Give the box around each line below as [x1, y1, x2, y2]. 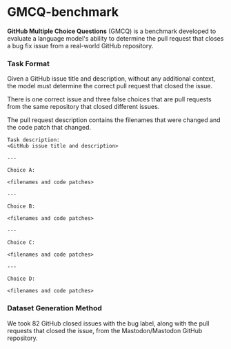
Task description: [7, 137, 60, 143]
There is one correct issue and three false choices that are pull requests [7, 95, 212, 103]
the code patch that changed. [7, 123, 92, 132]
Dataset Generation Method [7, 303, 102, 313]
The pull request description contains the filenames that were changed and [7, 116, 221, 124]
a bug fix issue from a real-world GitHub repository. [7, 41, 154, 50]
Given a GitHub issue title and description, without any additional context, [7, 74, 216, 83]
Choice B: [7, 203, 36, 210]
